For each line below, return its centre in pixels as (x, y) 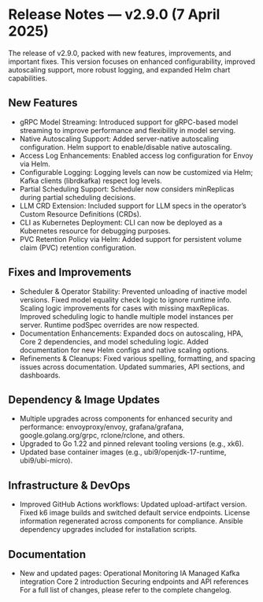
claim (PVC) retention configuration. (78, 247)
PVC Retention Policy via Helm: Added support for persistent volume (131, 239)
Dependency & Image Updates (84, 399)
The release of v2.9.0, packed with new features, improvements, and (120, 53)
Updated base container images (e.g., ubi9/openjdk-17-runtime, (123, 452)
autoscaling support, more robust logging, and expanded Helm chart (119, 69)
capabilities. (28, 78)
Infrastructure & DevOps (69, 485)
